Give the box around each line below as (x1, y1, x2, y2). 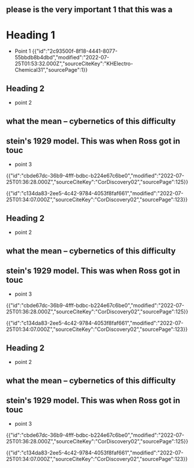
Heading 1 (6, 28, 56, 42)
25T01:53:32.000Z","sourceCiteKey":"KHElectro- (14, 60, 133, 67)
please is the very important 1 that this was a (6, 5, 173, 15)
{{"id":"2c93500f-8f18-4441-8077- (32, 48, 118, 55)
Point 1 (14, 48, 31, 55)
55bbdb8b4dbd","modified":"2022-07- (14, 54, 110, 61)
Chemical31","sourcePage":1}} (14, 66, 88, 73)
